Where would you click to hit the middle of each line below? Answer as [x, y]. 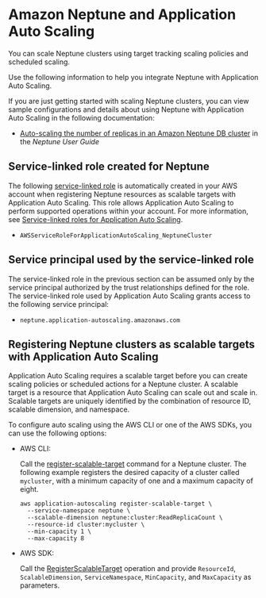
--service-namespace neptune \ [79, 511]
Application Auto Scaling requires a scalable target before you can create [128, 376]
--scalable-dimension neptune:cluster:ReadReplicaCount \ [125, 518]
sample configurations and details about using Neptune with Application [126, 109]
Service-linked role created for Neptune [109, 167]
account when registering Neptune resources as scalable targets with [122, 194]
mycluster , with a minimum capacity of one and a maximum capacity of [137, 481]
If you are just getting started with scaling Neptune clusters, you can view [129, 101]
